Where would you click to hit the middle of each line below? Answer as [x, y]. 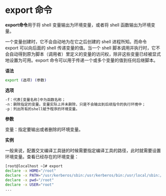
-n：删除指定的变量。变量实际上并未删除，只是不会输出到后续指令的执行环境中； [75, 104]
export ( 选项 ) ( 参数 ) [26, 80]
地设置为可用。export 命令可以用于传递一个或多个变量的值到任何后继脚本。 [82, 60]
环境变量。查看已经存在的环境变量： [42, 157]
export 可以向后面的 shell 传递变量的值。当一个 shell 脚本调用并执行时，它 [81, 48]
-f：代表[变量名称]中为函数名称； [35, 100]
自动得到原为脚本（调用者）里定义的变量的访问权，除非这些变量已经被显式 [85, 54]
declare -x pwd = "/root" [30, 180]
